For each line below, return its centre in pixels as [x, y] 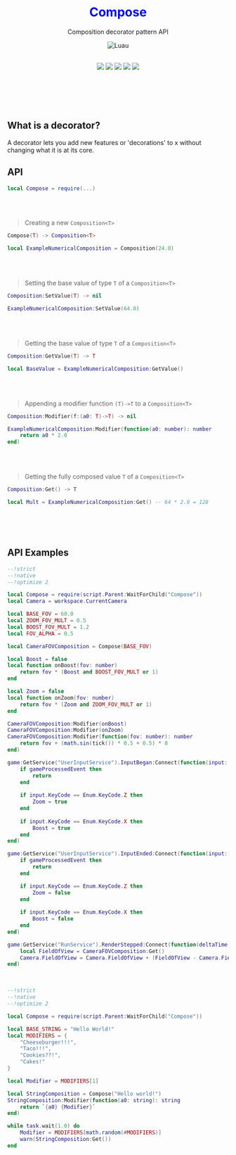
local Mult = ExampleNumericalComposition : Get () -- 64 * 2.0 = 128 [108, 503]
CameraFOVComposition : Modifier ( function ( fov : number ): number [100, 737]
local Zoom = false [36, 691]
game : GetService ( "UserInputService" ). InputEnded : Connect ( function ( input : [118, 854]
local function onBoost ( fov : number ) [63, 666]
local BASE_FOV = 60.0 [40, 614]
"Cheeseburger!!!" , [48, 1042]
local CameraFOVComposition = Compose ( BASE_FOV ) [80, 646]
